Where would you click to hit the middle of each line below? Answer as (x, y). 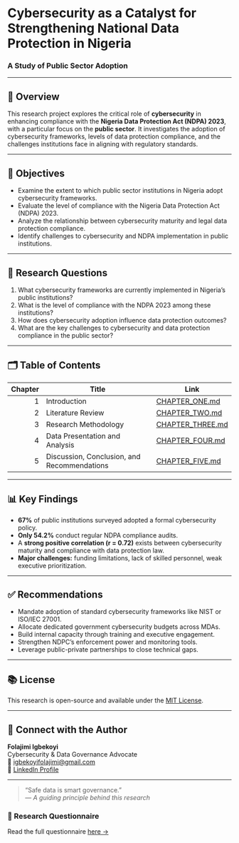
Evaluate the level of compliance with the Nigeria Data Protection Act (119, 206)
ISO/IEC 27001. (39, 620)
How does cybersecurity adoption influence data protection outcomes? (122, 320)
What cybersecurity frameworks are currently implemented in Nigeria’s (122, 290)
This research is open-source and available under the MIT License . (106, 700)
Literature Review (75, 413)
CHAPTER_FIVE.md (189, 460)
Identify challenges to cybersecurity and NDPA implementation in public (123, 236)
